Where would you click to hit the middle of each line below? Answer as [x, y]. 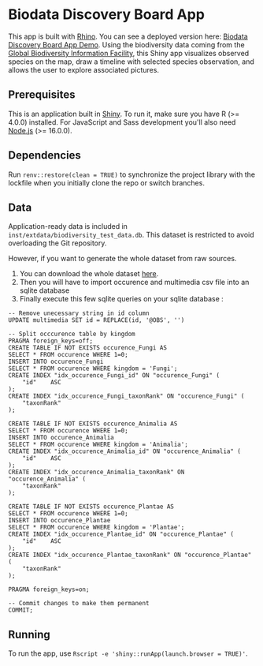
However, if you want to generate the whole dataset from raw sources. [122, 259]
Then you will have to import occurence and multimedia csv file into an [134, 282]
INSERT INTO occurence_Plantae [59, 521]
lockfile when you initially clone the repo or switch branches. [106, 182]
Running [30, 634]
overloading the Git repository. [57, 243]
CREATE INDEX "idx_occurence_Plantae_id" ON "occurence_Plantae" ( [121, 534]
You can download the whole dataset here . [89, 274]
